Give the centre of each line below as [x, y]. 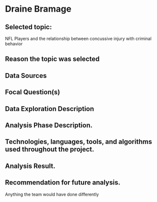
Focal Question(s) [33, 92]
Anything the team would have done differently [52, 194]
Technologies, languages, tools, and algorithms [78, 142]
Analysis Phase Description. [49, 125]
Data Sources [26, 76]
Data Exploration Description [50, 109]
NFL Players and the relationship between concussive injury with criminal [78, 38]
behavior [14, 44]
